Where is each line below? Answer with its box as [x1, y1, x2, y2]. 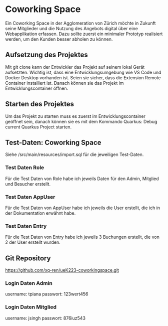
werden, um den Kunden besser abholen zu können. [5, 36, 113, 42]
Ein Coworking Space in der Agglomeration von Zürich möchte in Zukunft [5, 20, 156, 26]
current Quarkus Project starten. [5, 124, 72, 130]
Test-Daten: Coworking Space [5, 138, 101, 146]
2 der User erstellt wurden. [5, 239, 61, 245]
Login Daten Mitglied [5, 303, 56, 310]
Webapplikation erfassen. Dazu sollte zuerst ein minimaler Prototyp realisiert [5, 31, 163, 37]
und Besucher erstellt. [5, 181, 51, 187]
